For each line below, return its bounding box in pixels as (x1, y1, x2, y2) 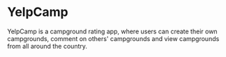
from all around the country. (7, 42, 88, 50)
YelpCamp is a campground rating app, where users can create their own (7, 27, 218, 35)
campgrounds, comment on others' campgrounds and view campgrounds (7, 34, 220, 42)
